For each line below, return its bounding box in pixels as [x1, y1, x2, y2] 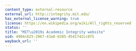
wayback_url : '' [5, 39, 38, 44]
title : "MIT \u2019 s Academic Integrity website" [5, 30, 105, 34]
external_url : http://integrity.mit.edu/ [5, 12, 90, 17]
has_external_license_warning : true [5, 16, 79, 21]
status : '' [5, 25, 27, 30]
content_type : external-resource [5, 7, 73, 12]
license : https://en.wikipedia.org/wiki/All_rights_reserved [5, 20, 132, 26]
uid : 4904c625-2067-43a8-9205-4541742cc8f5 [5, 34, 95, 39]
